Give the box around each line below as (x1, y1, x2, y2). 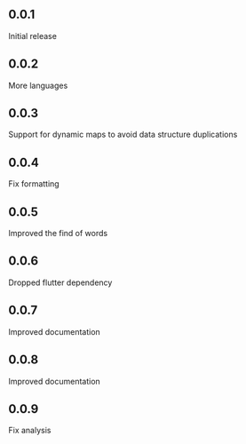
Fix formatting (8, 178, 60, 189)
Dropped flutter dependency (8, 277, 113, 288)
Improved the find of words (8, 228, 108, 239)
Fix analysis (8, 425, 52, 436)
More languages (8, 80, 68, 91)
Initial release (8, 30, 57, 41)
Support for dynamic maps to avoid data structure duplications (8, 129, 238, 140)
